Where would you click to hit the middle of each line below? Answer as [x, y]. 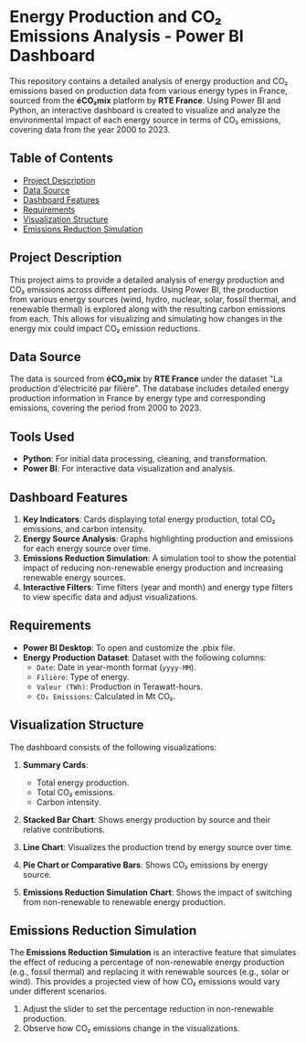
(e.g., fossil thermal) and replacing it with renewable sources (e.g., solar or [149, 972]
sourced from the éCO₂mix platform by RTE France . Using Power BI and [145, 100]
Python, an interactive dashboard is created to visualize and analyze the [145, 110]
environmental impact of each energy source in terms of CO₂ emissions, [145, 120]
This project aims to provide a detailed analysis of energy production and [147, 280]
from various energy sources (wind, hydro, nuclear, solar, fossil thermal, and [153, 299]
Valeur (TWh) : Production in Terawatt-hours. [120, 686]
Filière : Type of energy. [83, 676]
